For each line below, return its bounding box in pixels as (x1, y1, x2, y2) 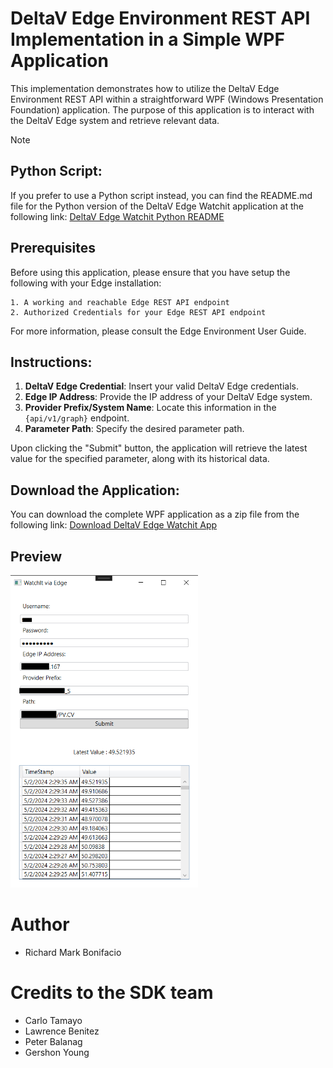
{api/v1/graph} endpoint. (24, 412, 130, 424)
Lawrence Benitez (24, 1025, 100, 1037)
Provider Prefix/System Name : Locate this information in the (24, 402, 277, 414)
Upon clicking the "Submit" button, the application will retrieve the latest (10, 442, 308, 454)
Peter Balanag (24, 1035, 83, 1047)
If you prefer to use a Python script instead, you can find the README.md (10, 189, 313, 201)
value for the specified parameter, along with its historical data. (10, 453, 270, 465)
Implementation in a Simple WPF (10, 28, 285, 51)
